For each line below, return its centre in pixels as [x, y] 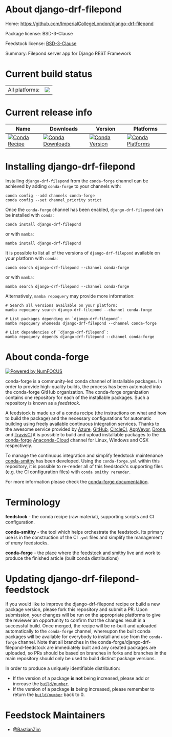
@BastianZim [27, 729]
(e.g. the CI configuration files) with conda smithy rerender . [68, 472]
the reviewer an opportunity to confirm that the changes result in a [76, 620]
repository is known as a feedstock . [43, 403]
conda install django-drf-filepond [43, 224]
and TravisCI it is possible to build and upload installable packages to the [82, 434]
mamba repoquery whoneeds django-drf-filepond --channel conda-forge [81, 323]
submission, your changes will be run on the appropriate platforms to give [83, 615]
